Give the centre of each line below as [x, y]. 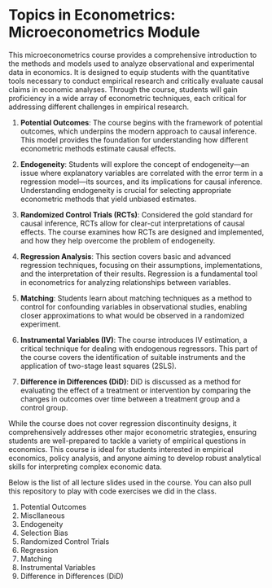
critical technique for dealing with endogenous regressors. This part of [139, 349]
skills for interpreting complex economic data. [86, 467]
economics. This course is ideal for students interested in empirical [121, 449]
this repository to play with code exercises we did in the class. [113, 491]
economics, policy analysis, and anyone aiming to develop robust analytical [135, 458]
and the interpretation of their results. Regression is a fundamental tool [139, 274]
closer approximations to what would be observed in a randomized [132, 315]
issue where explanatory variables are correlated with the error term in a [141, 173]
